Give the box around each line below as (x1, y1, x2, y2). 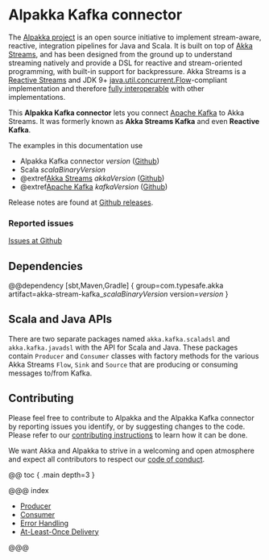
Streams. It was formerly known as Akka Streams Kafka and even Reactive (8, 116, 260, 126)
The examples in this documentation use (8, 140, 143, 150)
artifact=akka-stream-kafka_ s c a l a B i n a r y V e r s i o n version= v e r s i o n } (8, 289, 229, 299)
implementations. (8, 92, 66, 102)
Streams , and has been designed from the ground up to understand (8, 49, 233, 59)
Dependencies (8, 259, 83, 273)
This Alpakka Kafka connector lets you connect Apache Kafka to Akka (8, 107, 244, 118)
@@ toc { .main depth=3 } (8, 470, 95, 479)
